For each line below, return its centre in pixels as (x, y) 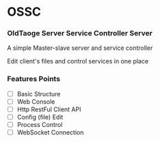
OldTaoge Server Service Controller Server (80, 33)
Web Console (36, 101)
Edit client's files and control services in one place (78, 61)
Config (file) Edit (40, 117)
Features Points (34, 79)
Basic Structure (39, 94)
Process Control (40, 125)
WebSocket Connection (50, 132)
